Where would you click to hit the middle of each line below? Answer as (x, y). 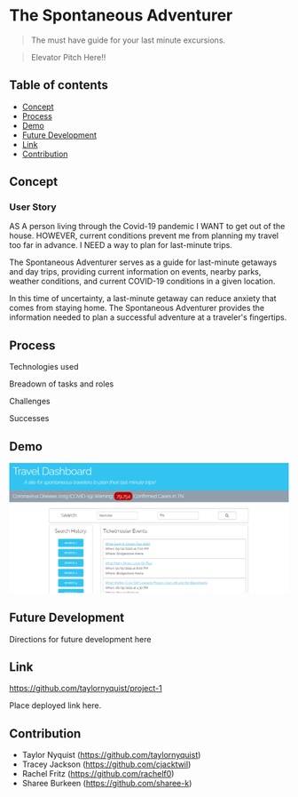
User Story (33, 207)
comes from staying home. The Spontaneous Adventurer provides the (137, 308)
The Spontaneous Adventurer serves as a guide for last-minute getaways (143, 262)
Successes (29, 418)
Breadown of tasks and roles (62, 384)
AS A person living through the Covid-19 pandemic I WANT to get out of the (147, 227)
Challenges (30, 402)
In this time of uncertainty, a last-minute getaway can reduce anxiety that (143, 299)
